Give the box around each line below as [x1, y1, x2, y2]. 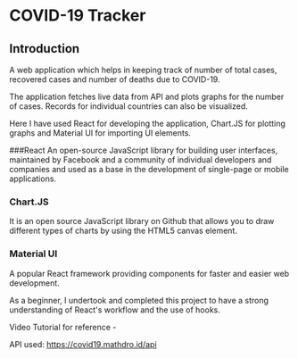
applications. [9, 173, 56, 184]
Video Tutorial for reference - [9, 321, 117, 332]
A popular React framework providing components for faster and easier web [9, 268, 290, 279]
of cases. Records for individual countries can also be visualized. [9, 101, 248, 112]
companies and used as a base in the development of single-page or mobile [9, 164, 289, 174]
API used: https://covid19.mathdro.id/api [9, 338, 158, 349]
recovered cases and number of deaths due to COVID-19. [9, 74, 220, 85]
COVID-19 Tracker [9, 5, 146, 26]
